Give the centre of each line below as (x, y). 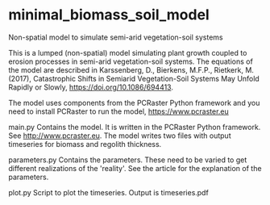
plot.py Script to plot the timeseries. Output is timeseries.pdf (109, 192)
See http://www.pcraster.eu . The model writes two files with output (120, 136)
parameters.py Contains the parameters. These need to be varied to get (128, 160)
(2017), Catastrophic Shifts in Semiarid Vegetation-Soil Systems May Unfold (134, 78)
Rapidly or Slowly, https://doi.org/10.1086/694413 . (91, 87)
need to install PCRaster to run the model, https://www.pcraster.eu (119, 111)
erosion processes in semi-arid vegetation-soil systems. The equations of (131, 61)
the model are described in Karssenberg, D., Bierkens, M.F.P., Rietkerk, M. (131, 69)
